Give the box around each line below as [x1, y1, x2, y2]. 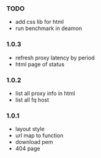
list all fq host [15, 96, 49, 103]
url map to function [15, 132, 64, 139]
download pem [15, 138, 53, 146]
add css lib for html [15, 18, 64, 26]
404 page [15, 145, 40, 152]
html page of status [15, 60, 65, 68]
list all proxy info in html [15, 89, 75, 97]
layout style [15, 126, 45, 133]
